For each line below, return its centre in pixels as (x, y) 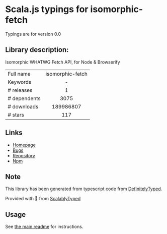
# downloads (23, 106)
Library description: (37, 50)
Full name (19, 74)
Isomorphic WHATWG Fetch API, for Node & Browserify (63, 62)
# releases (20, 90)
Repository (24, 155)
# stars (16, 114)
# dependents (24, 98)
